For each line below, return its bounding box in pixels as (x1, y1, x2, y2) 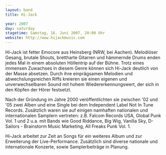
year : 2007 (5, 21, 28, 26)
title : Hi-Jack (5, 12, 37, 17)
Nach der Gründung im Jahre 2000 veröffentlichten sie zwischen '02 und (5, 96, 158, 102)
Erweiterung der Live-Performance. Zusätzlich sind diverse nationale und (5, 138, 158, 144)
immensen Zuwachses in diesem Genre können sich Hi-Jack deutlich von (5, 65, 158, 71)
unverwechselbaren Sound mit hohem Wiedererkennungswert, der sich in (5, 81, 159, 87)
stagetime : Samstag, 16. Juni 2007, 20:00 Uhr (5, 31, 105, 36)
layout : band (5, 7, 33, 13)
